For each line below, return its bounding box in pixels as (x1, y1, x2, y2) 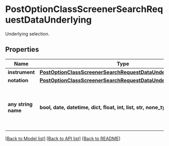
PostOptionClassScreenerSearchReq (5, 4, 163, 15)
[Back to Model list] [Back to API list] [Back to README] (5, 135, 121, 141)
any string (8, 100, 33, 107)
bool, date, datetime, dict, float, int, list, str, (39, 104, 145, 111)
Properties (5, 45, 39, 54)
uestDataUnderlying (5, 14, 92, 26)
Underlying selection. (5, 31, 50, 37)
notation (8, 77, 29, 84)
